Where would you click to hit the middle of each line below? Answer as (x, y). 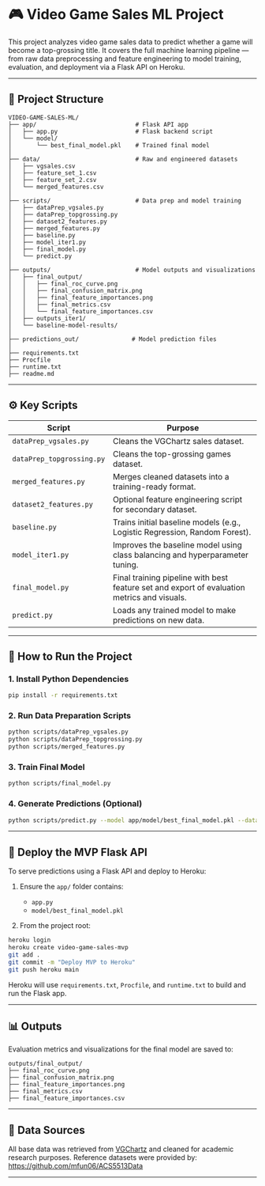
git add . (24, 955)
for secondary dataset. (155, 509)
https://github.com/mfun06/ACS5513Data (76, 1166)
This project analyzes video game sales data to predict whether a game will (131, 42)
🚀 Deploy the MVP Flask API (78, 852)
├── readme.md (32, 373)
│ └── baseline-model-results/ (63, 325)
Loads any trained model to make (175, 610)
